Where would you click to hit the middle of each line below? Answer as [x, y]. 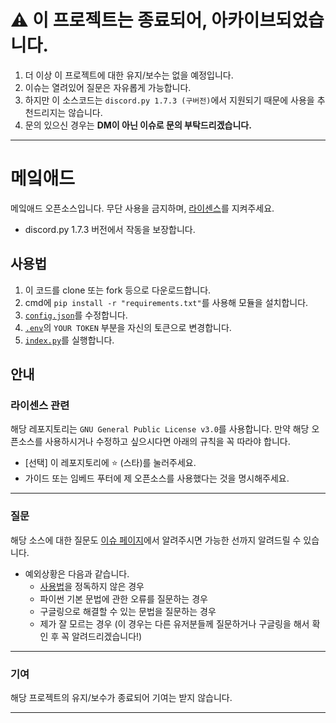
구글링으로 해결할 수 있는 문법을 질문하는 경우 [128, 611]
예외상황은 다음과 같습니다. [77, 573]
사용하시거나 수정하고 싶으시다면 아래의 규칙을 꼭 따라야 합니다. [167, 442]
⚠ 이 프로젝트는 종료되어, [109, 20]
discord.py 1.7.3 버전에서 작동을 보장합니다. [110, 229]
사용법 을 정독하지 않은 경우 [92, 586]
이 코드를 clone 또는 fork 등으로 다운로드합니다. [118, 290]
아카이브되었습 [268, 20]
